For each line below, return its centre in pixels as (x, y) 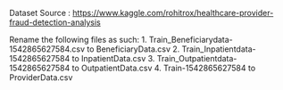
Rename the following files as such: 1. (78, 40)
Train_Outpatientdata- (197, 58)
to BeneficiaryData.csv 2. (133, 49)
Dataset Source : (40, 13)
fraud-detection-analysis (55, 22)
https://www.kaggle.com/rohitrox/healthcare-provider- (173, 13)
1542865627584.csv (47, 49)
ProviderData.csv (41, 78)
